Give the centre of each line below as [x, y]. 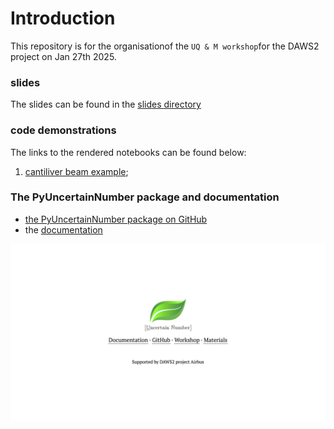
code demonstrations [63, 130]
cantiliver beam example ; [76, 171]
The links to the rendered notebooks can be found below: [128, 152]
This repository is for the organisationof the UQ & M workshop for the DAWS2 [165, 46]
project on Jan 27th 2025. [63, 56]
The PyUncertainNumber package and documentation [145, 197]
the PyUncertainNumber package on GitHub [116, 219]
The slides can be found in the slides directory [106, 104]
